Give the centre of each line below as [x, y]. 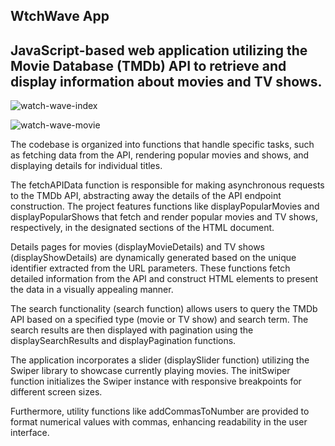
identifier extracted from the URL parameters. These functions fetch [150, 268]
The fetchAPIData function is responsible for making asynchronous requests [167, 185]
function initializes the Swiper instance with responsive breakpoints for [156, 381]
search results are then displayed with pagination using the [132, 330]
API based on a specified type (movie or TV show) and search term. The [159, 320]
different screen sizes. [56, 392]
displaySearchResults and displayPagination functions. [123, 341]
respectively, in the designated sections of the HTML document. [142, 228]
